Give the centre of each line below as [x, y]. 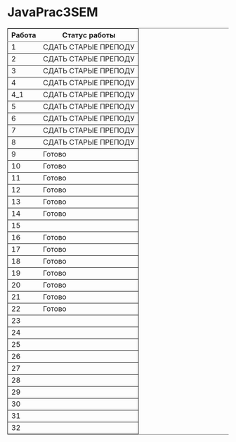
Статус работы [89, 35]
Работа [24, 35]
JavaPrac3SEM [53, 12]
